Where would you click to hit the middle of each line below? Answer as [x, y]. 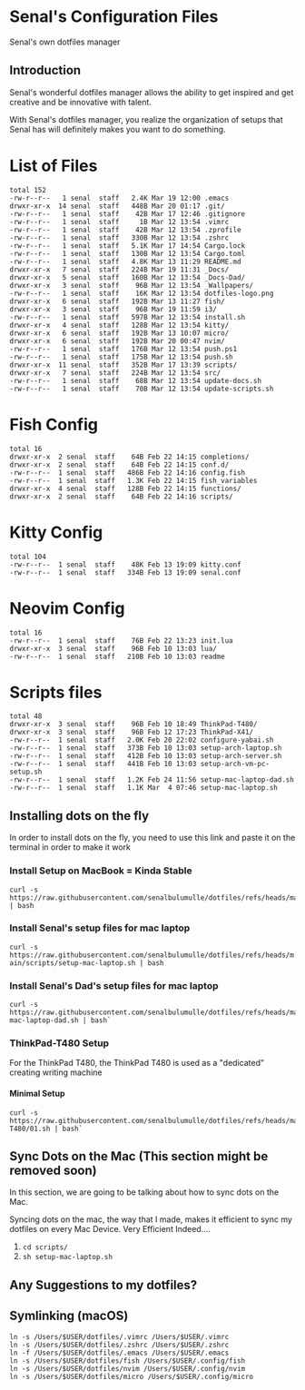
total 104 [28, 557]
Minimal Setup [37, 1094]
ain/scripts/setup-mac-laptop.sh [73, 963]
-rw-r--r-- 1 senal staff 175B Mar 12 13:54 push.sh [121, 357]
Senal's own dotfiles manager [65, 42]
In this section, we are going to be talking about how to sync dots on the [144, 1192]
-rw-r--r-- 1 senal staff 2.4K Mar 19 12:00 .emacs [119, 198]
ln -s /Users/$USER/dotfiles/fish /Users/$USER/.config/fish [128, 1360]
